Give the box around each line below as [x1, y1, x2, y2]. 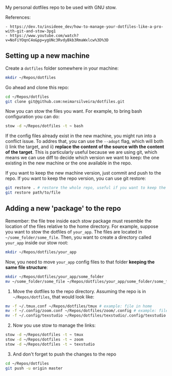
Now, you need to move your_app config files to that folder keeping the [5, 259, 155, 265]
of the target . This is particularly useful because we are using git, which [5, 149, 158, 155]
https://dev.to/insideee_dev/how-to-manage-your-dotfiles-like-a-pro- [10, 24, 164, 29]
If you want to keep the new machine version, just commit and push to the [5, 170, 161, 176]
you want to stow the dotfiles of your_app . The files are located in [5, 228, 142, 235]
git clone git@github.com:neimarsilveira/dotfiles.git [5, 99, 125, 104]
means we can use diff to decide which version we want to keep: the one [5, 155, 160, 161]
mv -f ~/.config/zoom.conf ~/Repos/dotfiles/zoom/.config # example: [5, 308, 157, 314]
